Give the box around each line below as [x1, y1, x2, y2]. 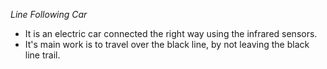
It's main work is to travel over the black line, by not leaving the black [24, 39, 310, 50]
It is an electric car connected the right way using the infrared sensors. [24, 28, 318, 39]
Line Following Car [10, 9, 88, 20]
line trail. [24, 49, 61, 61]
